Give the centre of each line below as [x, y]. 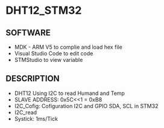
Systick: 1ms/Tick [36, 118]
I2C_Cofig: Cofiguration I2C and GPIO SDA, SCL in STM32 [86, 106]
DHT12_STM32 [44, 11]
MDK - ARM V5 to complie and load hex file [68, 47]
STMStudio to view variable [49, 60]
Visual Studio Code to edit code [54, 53]
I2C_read [26, 112]
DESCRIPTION [33, 79]
